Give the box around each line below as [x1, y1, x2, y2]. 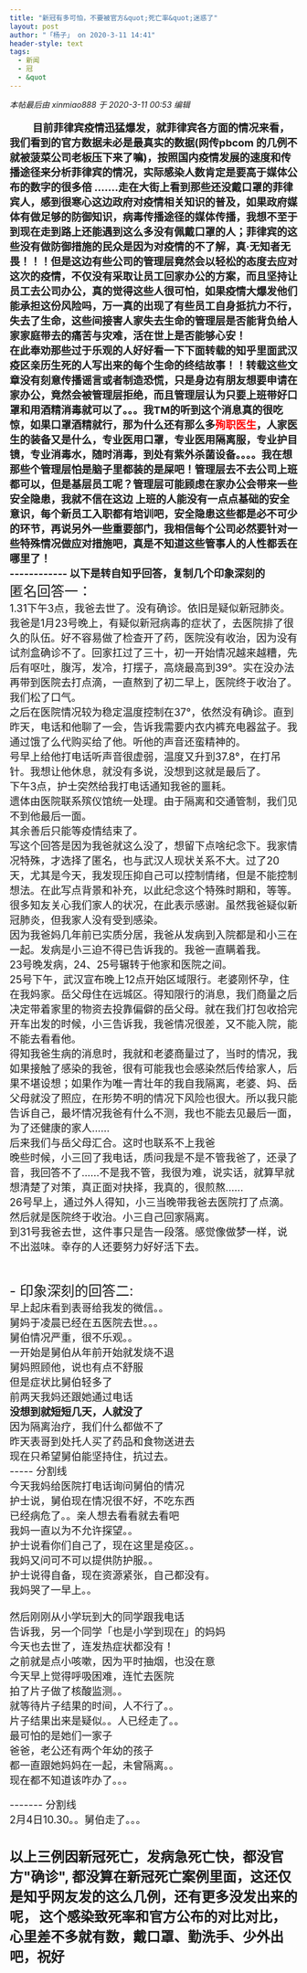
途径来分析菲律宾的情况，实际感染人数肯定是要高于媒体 [19, 165, 288, 179]
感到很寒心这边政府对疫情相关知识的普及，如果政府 [39, 196, 288, 208]
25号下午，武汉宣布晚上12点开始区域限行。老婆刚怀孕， [9, 972, 280, 986]
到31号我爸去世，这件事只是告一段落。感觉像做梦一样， [9, 1225, 278, 1238]
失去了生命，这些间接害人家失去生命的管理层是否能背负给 [9, 314, 288, 327]
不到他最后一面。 [9, 810, 92, 822]
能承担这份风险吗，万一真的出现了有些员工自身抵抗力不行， [9, 299, 298, 313]
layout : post [9, 22, 59, 31]
